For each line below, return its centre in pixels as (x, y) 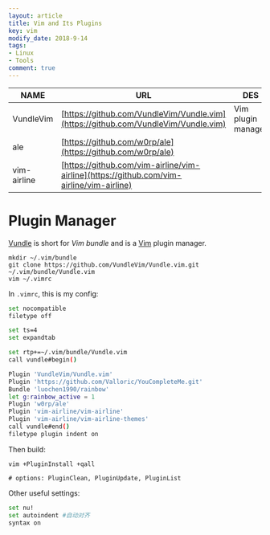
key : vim (23, 31)
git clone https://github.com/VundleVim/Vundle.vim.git (104, 265)
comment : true (32, 68)
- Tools (21, 61)
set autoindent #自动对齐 (49, 515)
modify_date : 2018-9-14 (48, 38)
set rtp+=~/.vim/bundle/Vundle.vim (68, 353)
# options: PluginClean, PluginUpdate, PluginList (95, 478)
